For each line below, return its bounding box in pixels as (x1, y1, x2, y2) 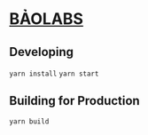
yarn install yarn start (9, 69, 99, 78)
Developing (9, 44, 74, 60)
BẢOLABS (9, 9, 84, 29)
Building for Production (9, 93, 140, 108)
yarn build (9, 116, 50, 126)
